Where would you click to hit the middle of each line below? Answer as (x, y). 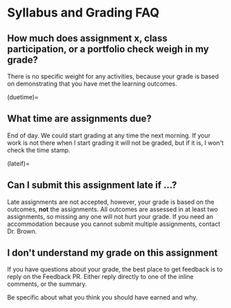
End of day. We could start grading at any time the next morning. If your (109, 135)
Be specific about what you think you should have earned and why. (102, 298)
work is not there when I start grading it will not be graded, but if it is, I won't (115, 142)
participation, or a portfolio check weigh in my (108, 49)
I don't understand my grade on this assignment (113, 253)
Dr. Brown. (22, 231)
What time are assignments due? (79, 119)
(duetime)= (23, 97)
